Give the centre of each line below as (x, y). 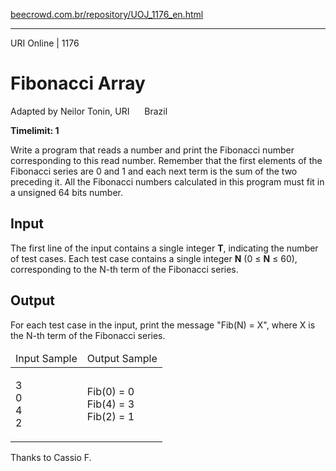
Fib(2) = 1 (110, 416)
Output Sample (122, 358)
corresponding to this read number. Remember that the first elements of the (166, 160)
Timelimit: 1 (35, 130)
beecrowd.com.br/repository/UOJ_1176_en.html (107, 14)
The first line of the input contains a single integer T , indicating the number (164, 248)
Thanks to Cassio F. (51, 457)
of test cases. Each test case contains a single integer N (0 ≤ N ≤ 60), (154, 258)
